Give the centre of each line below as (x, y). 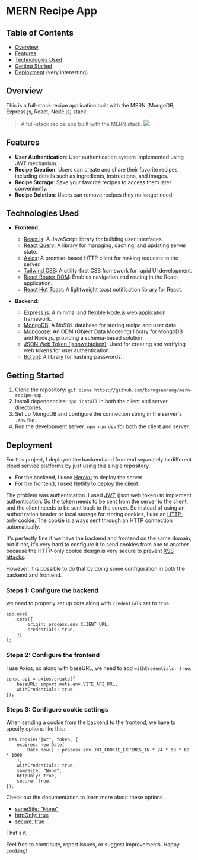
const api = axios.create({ (41, 679)
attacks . (16, 557)
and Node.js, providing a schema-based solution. (84, 338)
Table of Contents (40, 33)
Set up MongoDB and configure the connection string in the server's (98, 414)
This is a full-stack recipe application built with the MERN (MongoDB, (90, 105)
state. (31, 252)
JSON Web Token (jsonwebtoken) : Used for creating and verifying (104, 344)
